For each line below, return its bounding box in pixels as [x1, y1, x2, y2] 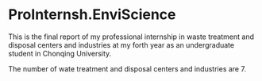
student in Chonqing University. [8, 48, 112, 58]
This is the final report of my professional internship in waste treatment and [8, 32, 254, 41]
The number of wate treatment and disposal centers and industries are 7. [8, 64, 246, 73]
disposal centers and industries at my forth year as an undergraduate [8, 40, 235, 49]
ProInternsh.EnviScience [8, 6, 176, 24]
